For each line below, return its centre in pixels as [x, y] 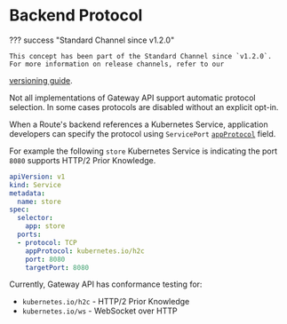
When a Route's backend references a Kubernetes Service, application [139, 124]
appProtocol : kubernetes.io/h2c [85, 251]
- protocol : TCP [47, 242]
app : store [45, 226]
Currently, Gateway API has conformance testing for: [106, 284]
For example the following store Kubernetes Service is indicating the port [143, 151]
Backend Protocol [76, 16]
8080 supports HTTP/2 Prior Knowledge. [83, 160]
